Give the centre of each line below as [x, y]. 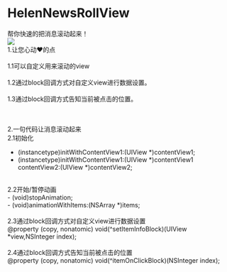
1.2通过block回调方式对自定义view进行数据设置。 [79, 82]
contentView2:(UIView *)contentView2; [75, 167]
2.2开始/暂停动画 [32, 189]
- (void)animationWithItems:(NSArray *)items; [74, 205]
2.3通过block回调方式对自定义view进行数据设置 [77, 221]
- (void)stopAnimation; [40, 197]
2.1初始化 [21, 138]
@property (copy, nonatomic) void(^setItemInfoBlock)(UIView [97, 229]
